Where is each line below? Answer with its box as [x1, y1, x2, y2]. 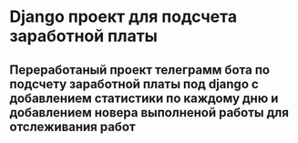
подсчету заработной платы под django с [9, 76, 260, 92]
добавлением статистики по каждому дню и [9, 90, 279, 106]
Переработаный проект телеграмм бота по [9, 62, 271, 77]
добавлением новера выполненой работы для [9, 105, 290, 120]
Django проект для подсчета [9, 6, 238, 27]
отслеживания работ [9, 118, 136, 134]
